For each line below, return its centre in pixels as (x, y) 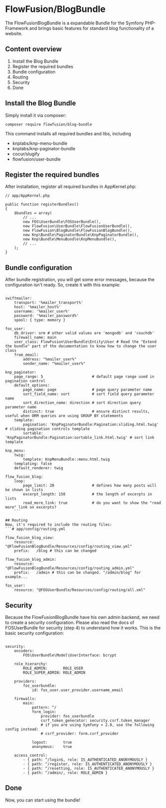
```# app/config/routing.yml (35, 529)
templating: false (33, 464)
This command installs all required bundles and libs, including (68, 133)
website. (14, 33)
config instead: (22, 729)
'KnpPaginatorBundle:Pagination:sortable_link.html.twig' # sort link (80, 438)
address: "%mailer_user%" (50, 359)
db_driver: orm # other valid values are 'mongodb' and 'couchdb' (84, 333)
